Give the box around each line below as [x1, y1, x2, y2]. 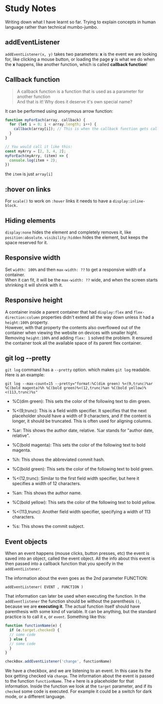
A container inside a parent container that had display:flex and [5, 309, 132, 315]
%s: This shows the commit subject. [12, 523, 85, 529]
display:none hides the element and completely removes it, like [5, 229, 131, 235]
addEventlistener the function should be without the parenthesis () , [5, 598, 142, 604]
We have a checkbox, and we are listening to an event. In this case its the [5, 668, 151, 674]
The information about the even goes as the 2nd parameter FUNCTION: [5, 575, 148, 581]
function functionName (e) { [5, 623, 62, 628]
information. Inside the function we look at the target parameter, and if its [5, 683, 152, 689]
